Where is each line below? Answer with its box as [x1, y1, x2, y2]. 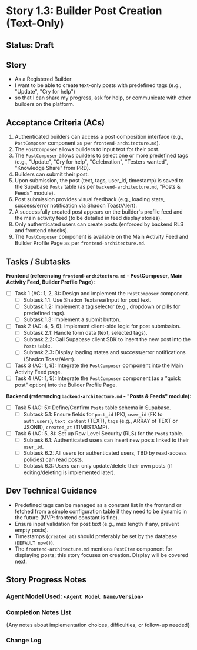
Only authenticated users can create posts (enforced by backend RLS [14, 221, 184, 228]
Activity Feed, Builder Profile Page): [6, 278, 95, 286]
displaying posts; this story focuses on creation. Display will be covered [14, 551, 189, 558]
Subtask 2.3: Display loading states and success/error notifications [23, 349, 186, 356]
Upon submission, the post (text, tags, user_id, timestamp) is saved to [14, 177, 184, 184]
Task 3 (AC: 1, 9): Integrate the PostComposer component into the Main [14, 362, 183, 369]
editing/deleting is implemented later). [23, 469, 116, 476]
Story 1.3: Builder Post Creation [6, 4, 162, 18]
